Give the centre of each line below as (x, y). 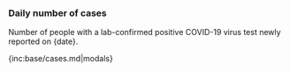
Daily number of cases (57, 13)
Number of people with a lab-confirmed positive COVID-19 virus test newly (145, 32)
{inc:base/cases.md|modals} (61, 59)
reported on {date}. (43, 41)
